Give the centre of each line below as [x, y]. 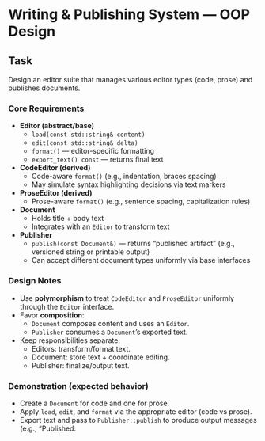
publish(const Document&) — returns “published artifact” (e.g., [133, 244]
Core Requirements [46, 108]
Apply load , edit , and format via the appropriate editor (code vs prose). [136, 411]
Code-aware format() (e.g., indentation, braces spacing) [124, 177]
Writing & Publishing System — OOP [129, 15]
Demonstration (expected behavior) [78, 386]
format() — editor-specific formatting [93, 151]
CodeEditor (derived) [55, 168]
